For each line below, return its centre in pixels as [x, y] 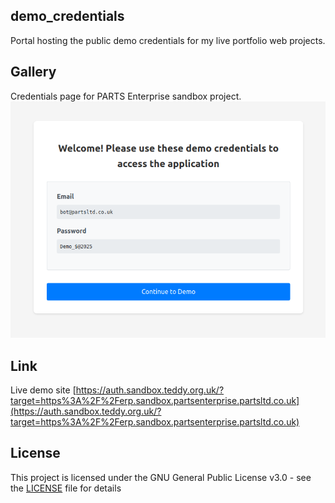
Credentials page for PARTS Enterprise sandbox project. [126, 96]
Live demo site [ [43, 390]
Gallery [33, 72]
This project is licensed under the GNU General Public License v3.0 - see [161, 477]
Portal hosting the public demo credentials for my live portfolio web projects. [168, 40]
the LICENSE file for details [66, 488]
